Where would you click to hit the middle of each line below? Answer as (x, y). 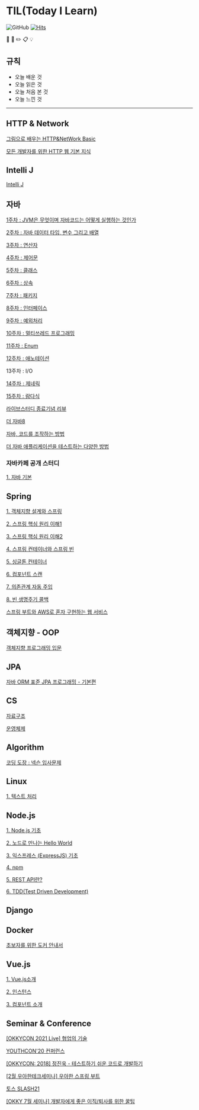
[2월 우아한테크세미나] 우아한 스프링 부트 (53, 1076)
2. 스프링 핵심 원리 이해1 (34, 524)
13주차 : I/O (20, 371)
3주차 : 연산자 (22, 245)
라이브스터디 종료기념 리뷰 (36, 409)
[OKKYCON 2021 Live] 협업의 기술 (47, 1038)
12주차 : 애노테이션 (28, 358)
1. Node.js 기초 (24, 830)
